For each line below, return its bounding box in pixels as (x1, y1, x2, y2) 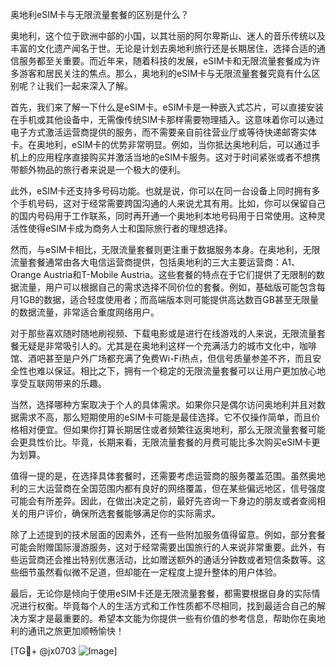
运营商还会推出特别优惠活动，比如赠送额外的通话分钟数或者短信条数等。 (18, 554, 317, 565)
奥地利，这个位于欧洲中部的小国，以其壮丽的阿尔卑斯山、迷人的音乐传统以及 (10, 30, 326, 42)
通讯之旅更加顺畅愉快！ (27, 625, 125, 637)
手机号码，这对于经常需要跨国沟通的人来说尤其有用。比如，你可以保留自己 (18, 198, 326, 209)
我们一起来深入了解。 (44, 80, 133, 92)
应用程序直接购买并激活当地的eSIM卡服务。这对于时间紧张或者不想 (36, 151, 312, 163)
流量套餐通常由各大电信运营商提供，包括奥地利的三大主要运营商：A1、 (10, 256, 300, 268)
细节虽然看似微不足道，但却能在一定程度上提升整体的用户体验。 (18, 566, 282, 578)
